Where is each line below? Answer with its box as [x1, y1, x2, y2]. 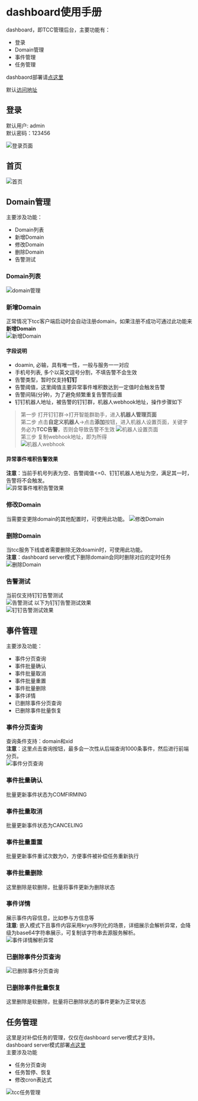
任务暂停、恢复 [14, 1069, 51, 1076]
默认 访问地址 [6, 86, 37, 93]
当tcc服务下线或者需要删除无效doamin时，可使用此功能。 [6, 546, 146, 553]
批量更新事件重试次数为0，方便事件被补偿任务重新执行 [6, 853, 139, 860]
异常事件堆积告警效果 [6, 455, 58, 462]
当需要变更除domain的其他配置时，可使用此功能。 [6, 515, 128, 522]
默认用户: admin [6, 122, 46, 129]
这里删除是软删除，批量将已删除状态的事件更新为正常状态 [6, 998, 146, 1005]
